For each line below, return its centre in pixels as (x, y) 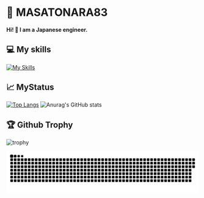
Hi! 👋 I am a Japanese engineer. (47, 29)
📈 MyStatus (30, 87)
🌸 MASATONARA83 (57, 12)
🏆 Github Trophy (40, 125)
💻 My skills (29, 50)
